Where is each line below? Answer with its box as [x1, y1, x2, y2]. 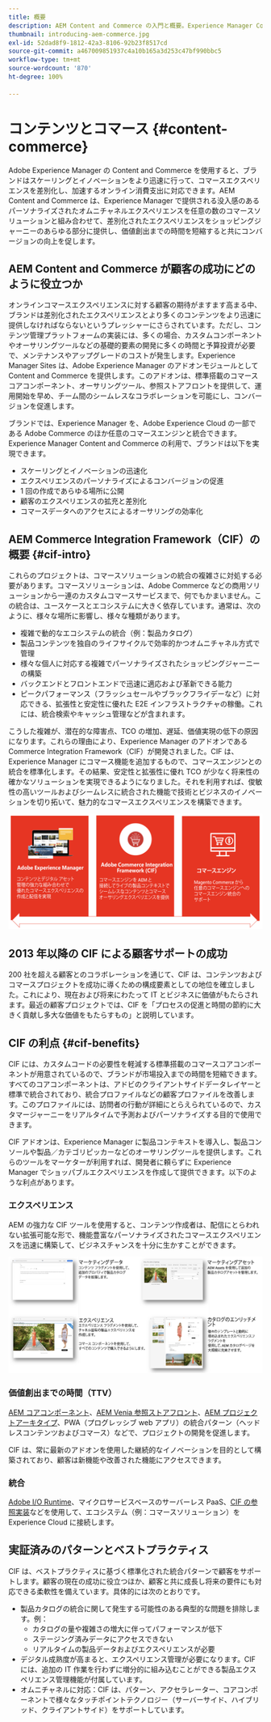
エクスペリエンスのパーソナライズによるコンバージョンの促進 [19, 476, 224, 486]
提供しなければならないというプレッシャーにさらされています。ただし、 [8, 320, 248, 330]
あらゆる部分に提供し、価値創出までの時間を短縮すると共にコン [43, 226, 256, 235]
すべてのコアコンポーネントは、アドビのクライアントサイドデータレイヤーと [8, 1079, 262, 1089]
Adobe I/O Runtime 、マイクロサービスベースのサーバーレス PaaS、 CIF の [8, 1497, 252, 1507]
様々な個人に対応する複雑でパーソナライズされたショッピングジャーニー [19, 659, 261, 668]
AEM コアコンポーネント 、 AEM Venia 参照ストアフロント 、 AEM [8, 1407, 221, 1417]
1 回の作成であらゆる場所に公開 [19, 486, 125, 496]
